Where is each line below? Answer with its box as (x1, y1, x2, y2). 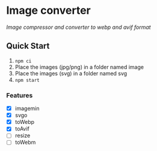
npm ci (14, 58, 32, 64)
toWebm (14, 139, 36, 146)
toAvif (14, 125, 30, 132)
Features (6, 91, 33, 99)
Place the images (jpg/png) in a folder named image (14, 63, 144, 70)
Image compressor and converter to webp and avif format (6, 23, 152, 31)
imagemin (14, 105, 40, 112)
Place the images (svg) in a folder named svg (14, 70, 128, 77)
